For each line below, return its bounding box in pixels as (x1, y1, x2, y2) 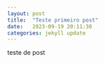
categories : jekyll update (7, 29, 86, 37)
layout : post (7, 10, 45, 17)
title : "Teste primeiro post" (7, 17, 99, 24)
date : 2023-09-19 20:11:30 (7, 23, 92, 30)
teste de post (7, 48, 45, 57)
